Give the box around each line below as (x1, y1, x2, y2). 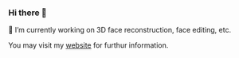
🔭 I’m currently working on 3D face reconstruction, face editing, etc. (8, 25, 232, 35)
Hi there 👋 (8, 7, 48, 18)
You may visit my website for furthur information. (8, 41, 169, 50)
